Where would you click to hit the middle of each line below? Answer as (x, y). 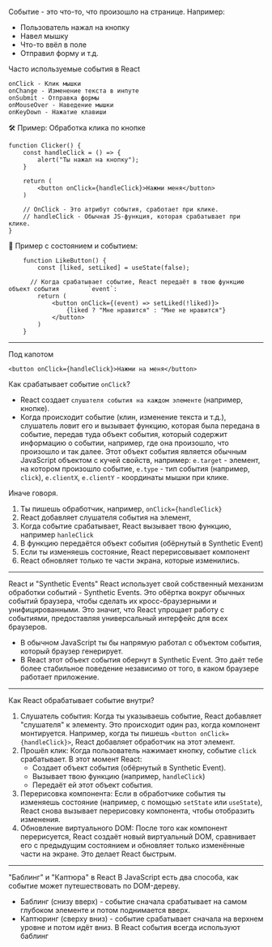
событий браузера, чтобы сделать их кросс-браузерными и (113, 601)
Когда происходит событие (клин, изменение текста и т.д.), (123, 417)
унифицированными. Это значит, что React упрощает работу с (117, 610)
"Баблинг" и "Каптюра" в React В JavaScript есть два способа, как (123, 877)
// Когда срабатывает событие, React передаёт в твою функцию (137, 282)
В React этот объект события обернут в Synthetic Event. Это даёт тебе (141, 660)
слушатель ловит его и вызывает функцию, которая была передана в (140, 426)
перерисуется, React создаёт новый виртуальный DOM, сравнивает (138, 837)
